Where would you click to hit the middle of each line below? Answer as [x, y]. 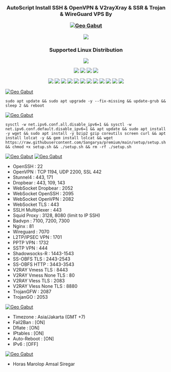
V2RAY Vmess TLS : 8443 [40, 270]
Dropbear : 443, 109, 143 [39, 182]
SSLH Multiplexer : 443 [37, 210]
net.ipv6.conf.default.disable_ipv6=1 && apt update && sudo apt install [86, 129]
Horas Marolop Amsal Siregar [44, 364]
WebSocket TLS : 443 [36, 204]
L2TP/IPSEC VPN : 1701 [37, 237]
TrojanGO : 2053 [30, 297]
